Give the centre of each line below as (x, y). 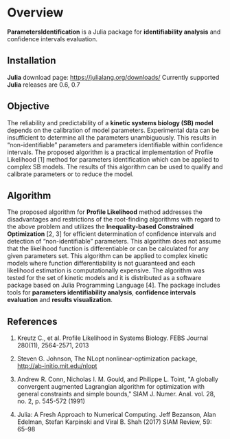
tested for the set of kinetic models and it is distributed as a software (104, 278)
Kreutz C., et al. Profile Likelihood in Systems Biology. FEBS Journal (112, 338)
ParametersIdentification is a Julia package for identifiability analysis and (114, 32)
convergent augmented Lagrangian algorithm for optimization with (111, 387)
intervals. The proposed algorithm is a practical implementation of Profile (110, 152)
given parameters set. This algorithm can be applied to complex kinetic (107, 256)
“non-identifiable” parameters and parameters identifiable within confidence (115, 144)
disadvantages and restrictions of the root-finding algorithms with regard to (114, 219)
